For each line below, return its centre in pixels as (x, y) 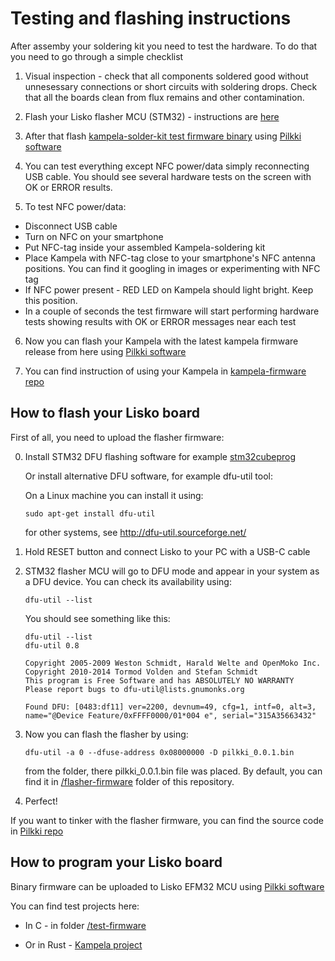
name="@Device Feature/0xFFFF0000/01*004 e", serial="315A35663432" (170, 715)
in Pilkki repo (37, 831)
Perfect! (41, 801)
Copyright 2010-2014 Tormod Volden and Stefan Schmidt (141, 672)
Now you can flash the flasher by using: (106, 734)
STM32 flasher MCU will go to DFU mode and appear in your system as (172, 571)
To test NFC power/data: (75, 206)
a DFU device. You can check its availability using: (128, 581)
